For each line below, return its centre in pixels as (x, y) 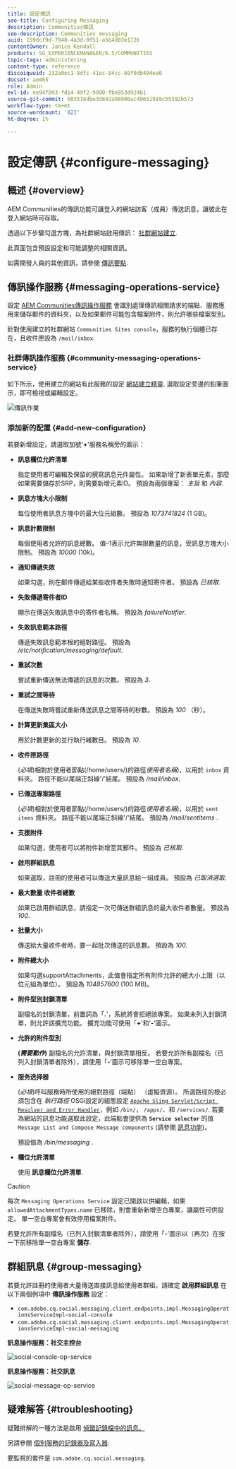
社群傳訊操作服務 (36, 358)
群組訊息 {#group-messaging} (75, 1267)
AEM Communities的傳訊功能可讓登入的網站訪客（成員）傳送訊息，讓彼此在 (117, 208)
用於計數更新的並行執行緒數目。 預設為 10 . (79, 740)
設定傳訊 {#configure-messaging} (108, 162)
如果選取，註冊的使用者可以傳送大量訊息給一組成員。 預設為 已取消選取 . (122, 878)
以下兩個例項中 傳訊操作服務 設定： (58, 1294)
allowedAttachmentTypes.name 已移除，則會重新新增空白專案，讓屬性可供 (113, 1210)
